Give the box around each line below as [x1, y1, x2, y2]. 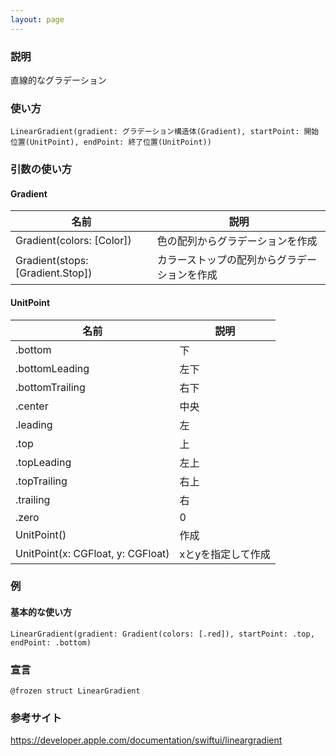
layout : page [10, 14, 65, 25]
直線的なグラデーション [10, 74, 107, 86]
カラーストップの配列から [156, 253, 278, 267]
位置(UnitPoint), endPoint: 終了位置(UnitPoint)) [10, 137, 212, 148]
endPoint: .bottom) [10, 637, 92, 648]
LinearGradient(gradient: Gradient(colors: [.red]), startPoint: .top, [10, 629, 315, 639]
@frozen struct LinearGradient [10, 686, 141, 696]
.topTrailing [15, 474, 68, 488]
